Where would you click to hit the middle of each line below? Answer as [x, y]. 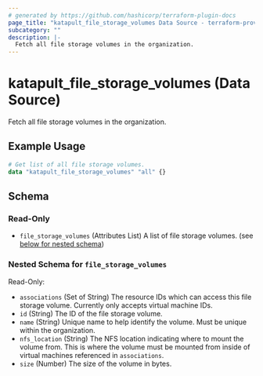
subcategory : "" [34, 30]
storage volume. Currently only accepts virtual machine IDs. [116, 305]
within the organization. [57, 330]
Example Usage [47, 146]
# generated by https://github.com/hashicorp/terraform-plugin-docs [122, 15]
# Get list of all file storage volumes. [77, 164]
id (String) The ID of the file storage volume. [91, 313]
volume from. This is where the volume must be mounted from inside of [135, 347]
